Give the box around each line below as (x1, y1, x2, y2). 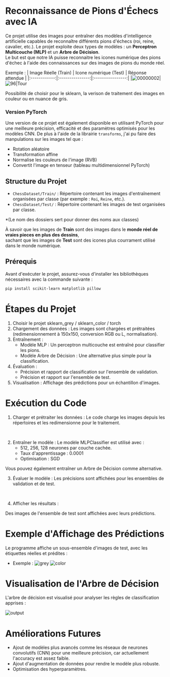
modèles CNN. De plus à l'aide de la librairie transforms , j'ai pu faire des (5, 131, 156, 137)
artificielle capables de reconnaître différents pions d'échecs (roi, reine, (5, 38, 155, 44)
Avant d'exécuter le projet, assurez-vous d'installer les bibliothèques (5, 271, 149, 277)
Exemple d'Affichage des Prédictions (5, 528, 165, 539)
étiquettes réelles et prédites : (5, 550, 67, 556)
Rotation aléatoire (12, 146, 50, 152)
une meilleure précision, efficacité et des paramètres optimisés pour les (5, 125, 155, 132)
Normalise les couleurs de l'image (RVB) (12, 157, 97, 163)
